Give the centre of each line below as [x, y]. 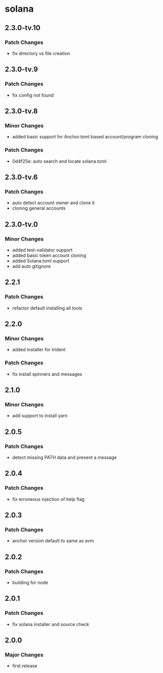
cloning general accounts [39, 208]
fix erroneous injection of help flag [48, 499]
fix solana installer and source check [51, 624]
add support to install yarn [40, 416]
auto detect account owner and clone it [53, 203]
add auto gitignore [32, 266]
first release [25, 666]
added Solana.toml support [40, 260]
